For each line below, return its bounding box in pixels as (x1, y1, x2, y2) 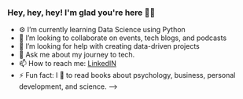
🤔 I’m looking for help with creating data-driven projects (18, 42, 200, 51)
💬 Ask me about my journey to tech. (18, 50, 135, 60)
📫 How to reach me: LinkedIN (18, 59, 117, 68)
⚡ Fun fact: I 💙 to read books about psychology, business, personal (18, 71, 236, 80)
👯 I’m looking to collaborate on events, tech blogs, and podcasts (18, 33, 227, 42)
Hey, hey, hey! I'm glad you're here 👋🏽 (7, 7, 156, 18)
